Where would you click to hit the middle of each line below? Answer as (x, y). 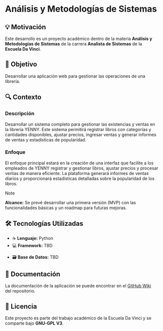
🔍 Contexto (23, 97)
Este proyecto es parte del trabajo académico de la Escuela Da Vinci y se (78, 318)
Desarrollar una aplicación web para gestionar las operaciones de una (75, 76)
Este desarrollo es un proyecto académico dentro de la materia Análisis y (79, 39)
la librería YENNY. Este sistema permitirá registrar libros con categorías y (78, 129)
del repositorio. (20, 291)
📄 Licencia (21, 306)
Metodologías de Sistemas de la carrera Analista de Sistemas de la (74, 44)
